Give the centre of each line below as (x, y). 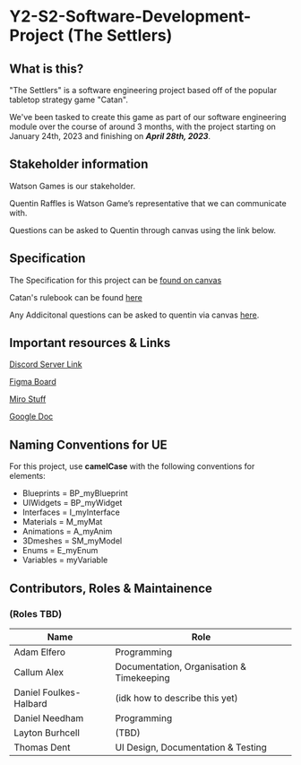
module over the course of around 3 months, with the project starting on (142, 126)
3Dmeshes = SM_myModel (72, 541)
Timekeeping (142, 677)
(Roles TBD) (36, 613)
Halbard (30, 703)
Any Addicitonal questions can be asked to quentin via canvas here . (134, 315)
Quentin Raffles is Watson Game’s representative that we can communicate (148, 203)
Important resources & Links (90, 343)
